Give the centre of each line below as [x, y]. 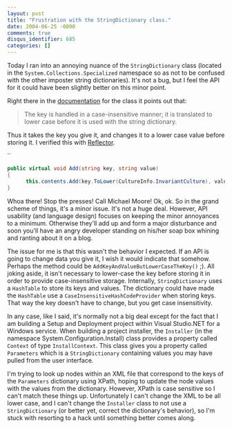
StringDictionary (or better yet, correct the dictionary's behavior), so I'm [111, 410]
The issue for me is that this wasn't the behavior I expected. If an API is [108, 251]
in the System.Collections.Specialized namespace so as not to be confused [116, 73]
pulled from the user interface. [50, 360]
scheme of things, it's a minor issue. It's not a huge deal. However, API [108, 208]
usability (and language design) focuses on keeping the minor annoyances [113, 216]
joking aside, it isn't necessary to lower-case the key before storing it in [109, 273]
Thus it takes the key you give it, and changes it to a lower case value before [116, 135]
